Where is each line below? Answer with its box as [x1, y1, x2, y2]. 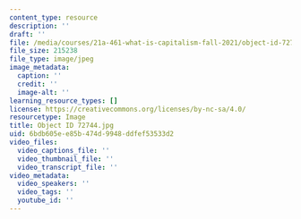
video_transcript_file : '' [17, 163, 118, 172]
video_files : [9, 138, 58, 147]
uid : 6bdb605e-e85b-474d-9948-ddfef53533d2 [9, 130, 175, 139]
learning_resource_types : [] [9, 96, 118, 105]
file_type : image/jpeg [9, 55, 94, 63]
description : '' [9, 21, 70, 30]
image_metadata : [9, 63, 70, 72]
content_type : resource [9, 13, 99, 22]
